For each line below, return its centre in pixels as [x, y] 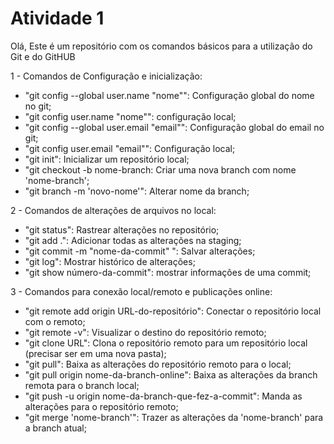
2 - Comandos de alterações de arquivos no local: [113, 210]
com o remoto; [55, 321]
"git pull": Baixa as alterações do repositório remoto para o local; [158, 364]
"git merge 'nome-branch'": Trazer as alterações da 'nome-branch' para [174, 417]
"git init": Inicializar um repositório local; [107, 159]
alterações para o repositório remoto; [101, 406]
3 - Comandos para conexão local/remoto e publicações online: [141, 291]
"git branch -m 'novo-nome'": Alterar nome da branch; [137, 191]
